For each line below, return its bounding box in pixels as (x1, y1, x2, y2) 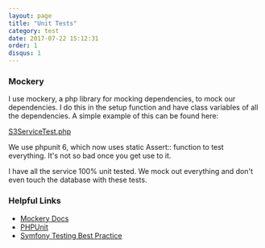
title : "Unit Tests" (8, 19, 78, 27)
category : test (8, 27, 60, 35)
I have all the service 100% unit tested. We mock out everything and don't (8, 167, 254, 176)
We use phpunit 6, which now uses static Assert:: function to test (8, 143, 224, 152)
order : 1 (8, 42, 38, 50)
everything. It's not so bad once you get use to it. (8, 151, 172, 161)
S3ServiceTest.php (8, 126, 72, 137)
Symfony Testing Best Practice (19, 230, 122, 240)
